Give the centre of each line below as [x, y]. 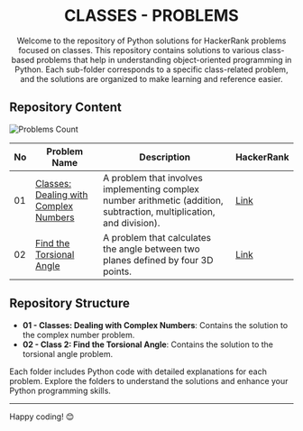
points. [118, 271]
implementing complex [151, 188]
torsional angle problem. [68, 353]
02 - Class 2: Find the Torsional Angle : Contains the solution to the [147, 344]
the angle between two [151, 249]
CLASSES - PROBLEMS [151, 16]
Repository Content [65, 108]
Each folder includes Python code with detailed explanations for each [138, 371]
